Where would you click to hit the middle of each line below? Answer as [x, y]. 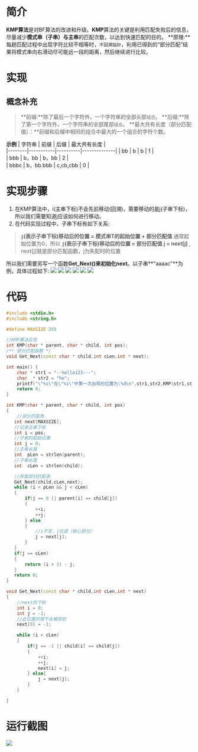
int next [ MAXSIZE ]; [38, 422]
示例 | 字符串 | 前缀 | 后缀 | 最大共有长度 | [56, 144]
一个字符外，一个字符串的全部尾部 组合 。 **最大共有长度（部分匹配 [111, 124]
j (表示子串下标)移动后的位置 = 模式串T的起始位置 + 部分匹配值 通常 [102, 236]
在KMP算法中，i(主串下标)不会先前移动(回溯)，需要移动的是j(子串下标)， [103, 209]
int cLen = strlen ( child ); [48, 466]
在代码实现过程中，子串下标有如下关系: [62, 223]
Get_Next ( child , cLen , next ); [48, 482]
